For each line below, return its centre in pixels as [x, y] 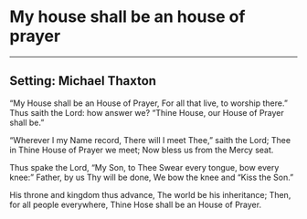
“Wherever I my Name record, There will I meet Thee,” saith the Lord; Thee [150, 140]
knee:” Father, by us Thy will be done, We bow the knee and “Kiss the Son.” [152, 177]
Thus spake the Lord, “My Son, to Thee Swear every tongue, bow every [144, 167]
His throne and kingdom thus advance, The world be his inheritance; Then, [150, 194]
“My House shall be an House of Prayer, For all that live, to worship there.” [148, 103]
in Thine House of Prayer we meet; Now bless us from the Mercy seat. [142, 150]
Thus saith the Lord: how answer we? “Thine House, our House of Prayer [147, 112]
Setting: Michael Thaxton [83, 81]
